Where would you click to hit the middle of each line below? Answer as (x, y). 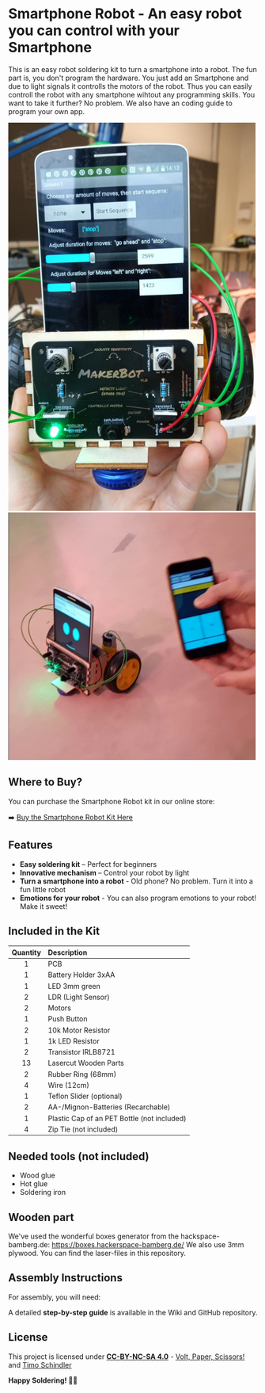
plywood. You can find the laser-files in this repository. (97, 1254)
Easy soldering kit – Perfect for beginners (88, 864)
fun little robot (42, 889)
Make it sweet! (44, 906)
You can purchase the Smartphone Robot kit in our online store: (112, 801)
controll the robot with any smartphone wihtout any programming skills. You (132, 94)
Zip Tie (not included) (83, 1129)
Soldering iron (42, 1193)
